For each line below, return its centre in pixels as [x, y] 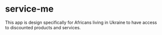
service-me [30, 9]
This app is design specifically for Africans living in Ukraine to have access [81, 22]
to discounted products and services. [43, 27]
